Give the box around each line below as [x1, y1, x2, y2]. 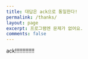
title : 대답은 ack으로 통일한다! [6, 8, 78, 15]
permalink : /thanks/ [6, 14, 58, 20]
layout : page [6, 20, 39, 26]
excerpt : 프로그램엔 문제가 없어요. [6, 25, 83, 32]
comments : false [6, 31, 46, 37]
